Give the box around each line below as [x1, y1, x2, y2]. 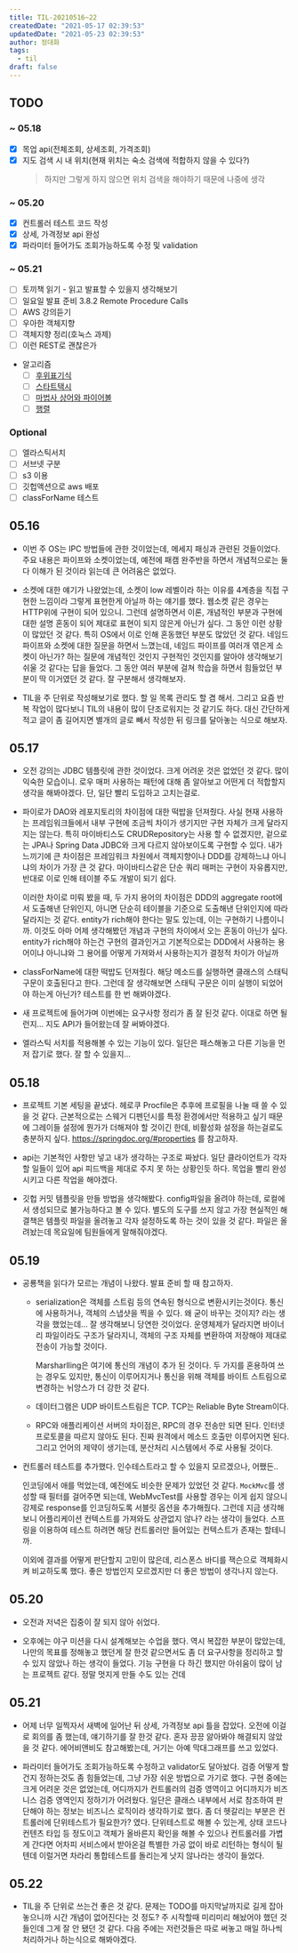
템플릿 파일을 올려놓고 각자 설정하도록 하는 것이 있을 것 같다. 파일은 [45, 1216, 278, 1226]
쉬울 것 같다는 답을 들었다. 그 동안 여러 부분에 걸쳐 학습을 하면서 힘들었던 [21, 662, 274, 672]
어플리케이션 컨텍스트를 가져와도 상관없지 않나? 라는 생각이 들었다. [38, 1513, 269, 1523]
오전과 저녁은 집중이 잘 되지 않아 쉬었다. [21, 1616, 160, 1627]
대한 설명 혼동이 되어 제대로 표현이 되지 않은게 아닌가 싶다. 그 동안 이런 [21, 617, 267, 628]
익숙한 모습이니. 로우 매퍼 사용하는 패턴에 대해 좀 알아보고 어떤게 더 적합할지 [21, 776, 286, 787]
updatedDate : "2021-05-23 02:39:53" [9, 29, 145, 38]
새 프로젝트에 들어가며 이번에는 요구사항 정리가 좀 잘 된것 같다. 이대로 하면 [21, 1008, 278, 1018]
